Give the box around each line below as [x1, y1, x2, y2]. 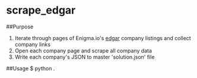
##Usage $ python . [6, 64, 55, 71]
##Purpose [6, 23, 34, 30]
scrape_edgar [6, 4, 76, 17]
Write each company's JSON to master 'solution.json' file [14, 53, 155, 60]
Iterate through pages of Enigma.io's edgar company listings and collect [14, 34, 191, 41]
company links [14, 41, 51, 48]
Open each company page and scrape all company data [14, 47, 152, 54]
